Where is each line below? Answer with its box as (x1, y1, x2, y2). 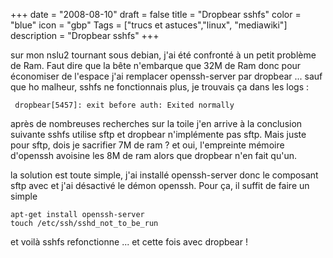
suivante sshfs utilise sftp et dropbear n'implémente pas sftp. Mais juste (10, 129, 307, 140)
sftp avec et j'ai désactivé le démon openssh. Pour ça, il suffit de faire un (10, 180, 310, 191)
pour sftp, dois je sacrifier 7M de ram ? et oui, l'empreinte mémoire (10, 139, 285, 151)
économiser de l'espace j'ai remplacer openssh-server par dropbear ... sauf (10, 70, 323, 82)
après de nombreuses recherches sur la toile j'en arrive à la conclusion (10, 118, 303, 129)
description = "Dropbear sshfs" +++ (10, 30, 160, 41)
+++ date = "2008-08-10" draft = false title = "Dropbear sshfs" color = (10, 9, 302, 20)
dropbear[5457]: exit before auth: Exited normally (14, 100, 235, 110)
